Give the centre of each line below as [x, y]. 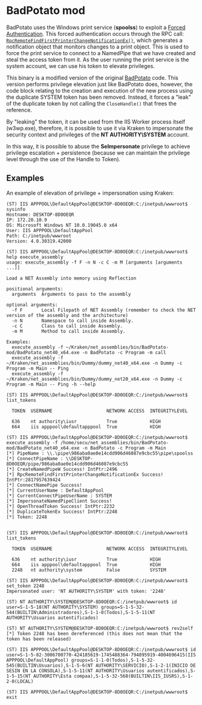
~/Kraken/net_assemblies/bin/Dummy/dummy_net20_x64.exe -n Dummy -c [94, 379]
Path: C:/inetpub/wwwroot [39, 236]
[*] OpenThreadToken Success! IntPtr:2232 [60, 506]
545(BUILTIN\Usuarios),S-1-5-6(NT [50, 665]
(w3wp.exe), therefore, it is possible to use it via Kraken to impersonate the [100, 128]
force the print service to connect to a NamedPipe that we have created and [101, 53]
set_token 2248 [25, 586]
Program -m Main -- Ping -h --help [51, 384]
